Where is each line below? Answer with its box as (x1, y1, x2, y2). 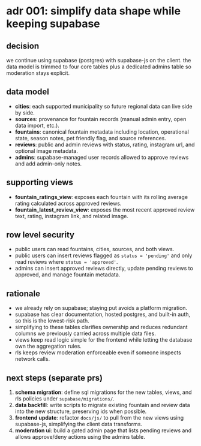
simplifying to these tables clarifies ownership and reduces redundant (14, 324, 188, 331)
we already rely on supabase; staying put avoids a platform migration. (14, 305, 188, 312)
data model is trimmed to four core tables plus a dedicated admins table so (6, 63, 192, 70)
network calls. (14, 355, 50, 363)
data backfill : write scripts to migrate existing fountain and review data (14, 402, 190, 409)
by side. (14, 109, 35, 116)
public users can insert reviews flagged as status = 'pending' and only (14, 252, 193, 259)
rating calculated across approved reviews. (14, 200, 122, 207)
